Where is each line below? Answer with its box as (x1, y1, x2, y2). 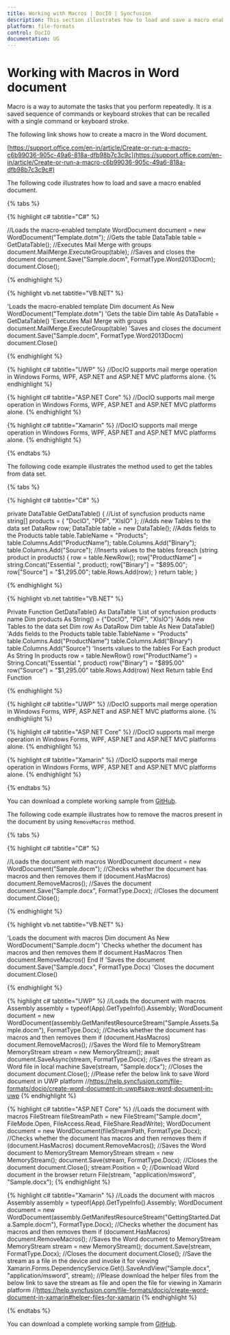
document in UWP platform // (7, 1077, 90, 1085)
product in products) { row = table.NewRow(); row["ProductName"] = (7, 553, 203, 561)
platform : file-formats (7, 23, 75, 30)
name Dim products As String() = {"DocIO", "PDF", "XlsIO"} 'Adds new (7, 615, 205, 623)
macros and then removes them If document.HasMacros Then (7, 949, 183, 957)
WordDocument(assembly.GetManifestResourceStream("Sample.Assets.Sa (7, 1019, 219, 1027)
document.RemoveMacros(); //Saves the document (7, 879, 152, 887)
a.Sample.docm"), (7, 1220, 58, 1229)
